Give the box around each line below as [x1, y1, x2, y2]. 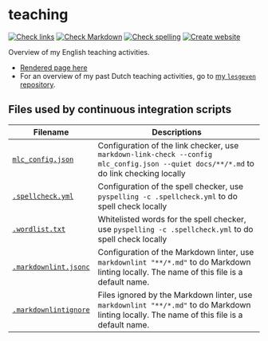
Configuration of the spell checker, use [97, 181, 244, 192]
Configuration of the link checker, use [97, 139, 239, 151]
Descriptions [152, 126, 202, 137]
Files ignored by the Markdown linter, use [97, 289, 253, 300]
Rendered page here [19, 62, 88, 73]
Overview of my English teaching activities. [8, 47, 150, 57]
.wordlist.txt [12, 225, 66, 233]
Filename [33, 126, 69, 137]
